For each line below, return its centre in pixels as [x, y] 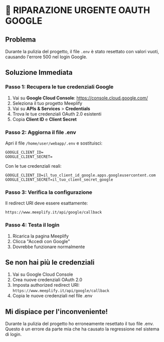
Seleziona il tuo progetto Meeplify [47, 103]
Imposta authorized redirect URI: [46, 285]
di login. [13, 334]
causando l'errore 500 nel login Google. [46, 57]
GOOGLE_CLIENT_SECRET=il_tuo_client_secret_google [59, 180]
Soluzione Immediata [39, 73]
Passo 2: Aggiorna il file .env [41, 132]
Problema [21, 39]
